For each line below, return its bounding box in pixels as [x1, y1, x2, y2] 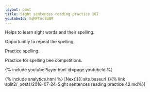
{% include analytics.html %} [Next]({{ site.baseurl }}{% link [5, 76, 125, 82]
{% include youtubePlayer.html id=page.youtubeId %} [5, 67, 113, 73]
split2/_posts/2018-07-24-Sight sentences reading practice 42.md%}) [5, 81, 146, 87]
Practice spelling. [5, 48, 40, 54]
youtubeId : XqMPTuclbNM [5, 16, 53, 21]
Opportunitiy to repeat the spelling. [5, 39, 75, 45]
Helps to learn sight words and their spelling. [5, 30, 95, 35]
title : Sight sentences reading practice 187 [5, 12, 99, 16]
